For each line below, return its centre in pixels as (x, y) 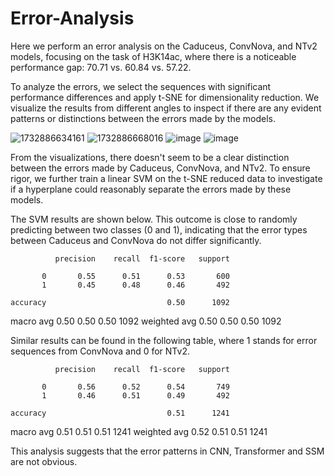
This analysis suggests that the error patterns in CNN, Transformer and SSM (167, 451)
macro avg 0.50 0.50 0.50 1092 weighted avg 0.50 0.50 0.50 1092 (146, 321)
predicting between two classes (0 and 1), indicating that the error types (159, 229)
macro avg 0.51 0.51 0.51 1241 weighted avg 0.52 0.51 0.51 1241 (139, 431)
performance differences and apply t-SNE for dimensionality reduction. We (165, 97)
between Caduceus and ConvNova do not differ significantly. (136, 240)
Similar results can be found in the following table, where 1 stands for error (164, 340)
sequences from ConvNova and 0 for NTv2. (100, 351)
